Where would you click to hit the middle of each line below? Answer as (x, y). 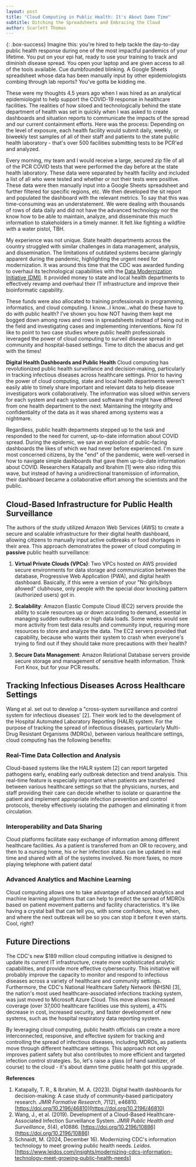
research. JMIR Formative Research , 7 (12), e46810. (76, 1102)
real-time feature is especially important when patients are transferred (90, 781)
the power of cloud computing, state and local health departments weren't (95, 381)
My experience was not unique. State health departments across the (88, 240)
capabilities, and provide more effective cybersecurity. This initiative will (93, 968)
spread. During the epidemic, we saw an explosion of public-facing (87, 442)
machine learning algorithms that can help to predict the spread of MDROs (95, 898)
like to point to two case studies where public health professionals (85, 333)
